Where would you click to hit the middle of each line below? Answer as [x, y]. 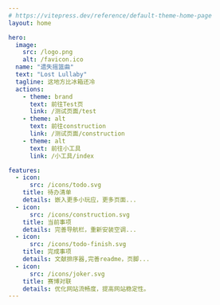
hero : [17, 37]
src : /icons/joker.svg [67, 274]
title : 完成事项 [47, 252]
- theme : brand [48, 96]
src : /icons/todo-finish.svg [78, 244]
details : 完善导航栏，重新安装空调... [80, 229]
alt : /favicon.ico [53, 60]
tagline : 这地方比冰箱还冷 [55, 82]
